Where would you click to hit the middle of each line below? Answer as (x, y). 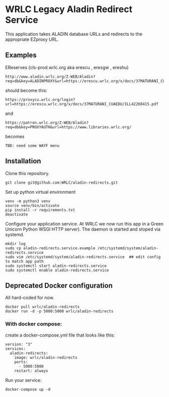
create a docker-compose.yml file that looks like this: (60, 335)
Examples (21, 55)
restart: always (31, 371)
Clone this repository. (27, 173)
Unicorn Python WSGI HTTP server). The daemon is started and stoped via (83, 229)
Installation (23, 161)
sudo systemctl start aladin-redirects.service (56, 266)
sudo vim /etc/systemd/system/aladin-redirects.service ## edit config (83, 257)
